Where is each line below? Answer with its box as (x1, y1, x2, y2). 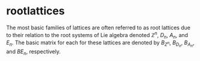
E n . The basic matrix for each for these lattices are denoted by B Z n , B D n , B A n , (6, 39, 195, 48)
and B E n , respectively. (6, 48, 61, 56)
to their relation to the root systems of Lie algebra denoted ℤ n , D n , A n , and (6, 30, 189, 40)
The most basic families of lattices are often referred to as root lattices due (6, 24, 190, 31)
